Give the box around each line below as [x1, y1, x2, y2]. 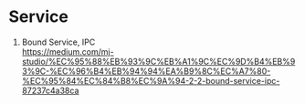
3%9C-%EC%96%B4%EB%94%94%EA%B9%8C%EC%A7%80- [21, 66, 271, 77]
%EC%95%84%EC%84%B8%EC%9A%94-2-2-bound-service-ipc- [21, 75, 280, 86]
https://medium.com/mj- [21, 46, 115, 57]
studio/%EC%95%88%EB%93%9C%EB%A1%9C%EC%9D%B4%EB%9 [21, 56, 296, 67]
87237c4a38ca [21, 85, 79, 96]
